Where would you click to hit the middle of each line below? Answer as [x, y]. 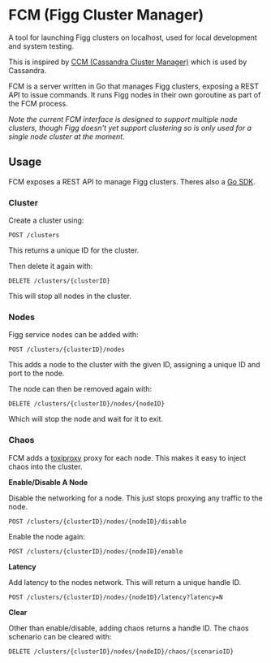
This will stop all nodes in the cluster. [70, 296]
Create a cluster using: [46, 220]
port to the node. [37, 373]
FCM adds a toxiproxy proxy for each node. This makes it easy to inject [127, 457]
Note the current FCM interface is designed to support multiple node [123, 119]
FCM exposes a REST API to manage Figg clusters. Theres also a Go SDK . [132, 181]
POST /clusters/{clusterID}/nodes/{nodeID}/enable [96, 551]
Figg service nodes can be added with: [74, 335]
